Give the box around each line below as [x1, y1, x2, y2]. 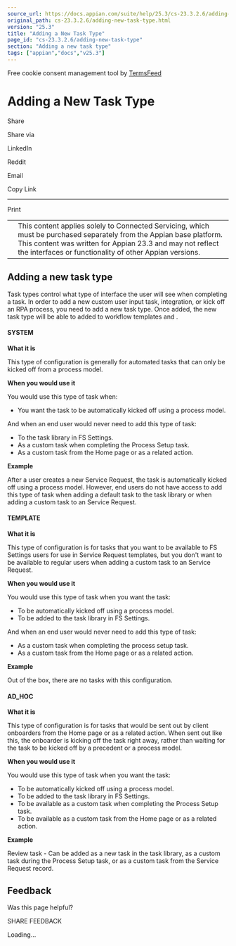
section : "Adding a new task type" [7, 43, 112, 50]
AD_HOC [7, 692, 34, 701]
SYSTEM [7, 328, 34, 337]
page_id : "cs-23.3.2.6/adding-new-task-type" [7, 37, 143, 44]
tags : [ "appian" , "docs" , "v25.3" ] [7, 50, 105, 57]
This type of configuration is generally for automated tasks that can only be [7, 357, 226, 366]
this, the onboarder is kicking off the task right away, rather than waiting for [7, 736, 226, 745]
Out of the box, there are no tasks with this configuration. [7, 676, 173, 684]
